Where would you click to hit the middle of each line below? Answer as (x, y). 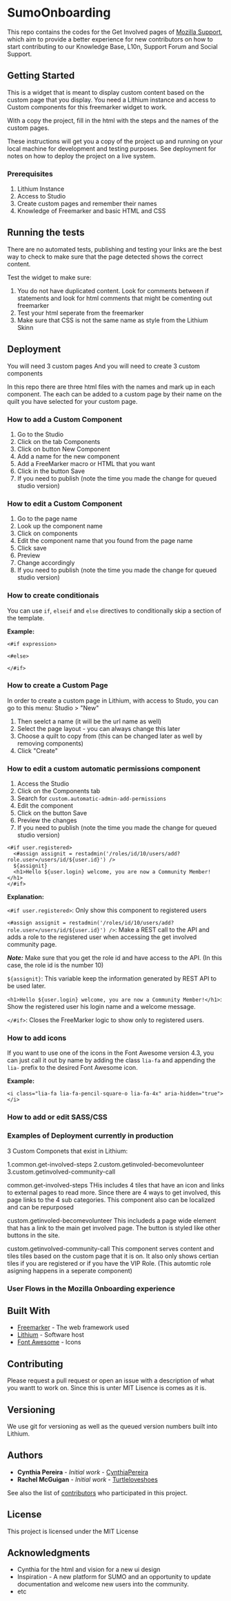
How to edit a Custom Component (65, 503)
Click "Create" (38, 750)
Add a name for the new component (68, 456)
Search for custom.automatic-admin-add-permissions (92, 798)
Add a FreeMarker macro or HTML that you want (86, 463)
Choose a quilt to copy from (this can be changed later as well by (110, 736)
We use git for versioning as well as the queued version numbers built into (112, 1427)
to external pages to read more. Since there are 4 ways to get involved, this (114, 1192)
